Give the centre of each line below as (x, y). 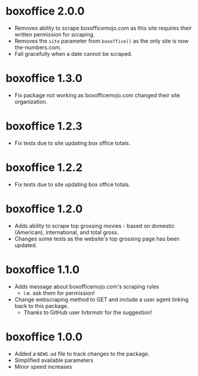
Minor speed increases (43, 366)
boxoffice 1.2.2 (44, 168)
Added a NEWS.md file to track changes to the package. (82, 354)
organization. (31, 101)
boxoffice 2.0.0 (45, 11)
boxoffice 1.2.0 (44, 209)
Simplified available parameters (54, 360)
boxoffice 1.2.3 (44, 126)
